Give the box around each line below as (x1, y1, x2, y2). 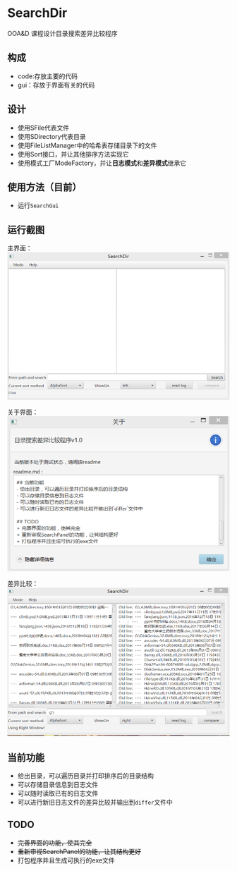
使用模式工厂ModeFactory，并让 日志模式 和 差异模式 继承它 (17, 159, 187, 167)
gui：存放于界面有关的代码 (17, 80, 95, 89)
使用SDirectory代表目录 (17, 132, 86, 140)
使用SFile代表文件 (17, 123, 69, 132)
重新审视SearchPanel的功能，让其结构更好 (17, 847, 141, 855)
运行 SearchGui (17, 201, 59, 209)
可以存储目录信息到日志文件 (17, 781, 99, 789)
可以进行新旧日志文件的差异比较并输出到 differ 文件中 (17, 798, 173, 807)
